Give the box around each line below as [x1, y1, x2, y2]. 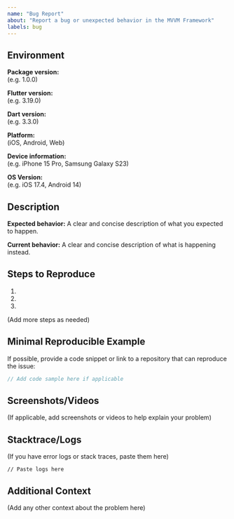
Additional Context [7, 485, 91, 497]
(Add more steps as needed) [7, 315, 90, 323]
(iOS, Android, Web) [7, 138, 65, 147]
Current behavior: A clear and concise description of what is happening [7, 241, 216, 249]
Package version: [7, 68, 60, 76]
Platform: [7, 131, 35, 140]
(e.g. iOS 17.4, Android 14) [7, 180, 82, 189]
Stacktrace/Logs [7, 433, 82, 445]
